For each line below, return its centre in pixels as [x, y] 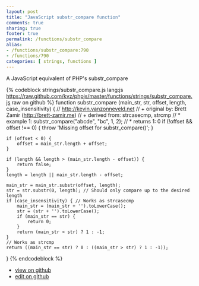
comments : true [25, 23]
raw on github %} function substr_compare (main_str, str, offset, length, [99, 102]
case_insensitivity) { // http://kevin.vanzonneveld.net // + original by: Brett [97, 109]
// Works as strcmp [30, 242]
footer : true [22, 34]
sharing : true [24, 28]
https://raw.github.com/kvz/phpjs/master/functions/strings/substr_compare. [99, 96]
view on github [33, 270]
